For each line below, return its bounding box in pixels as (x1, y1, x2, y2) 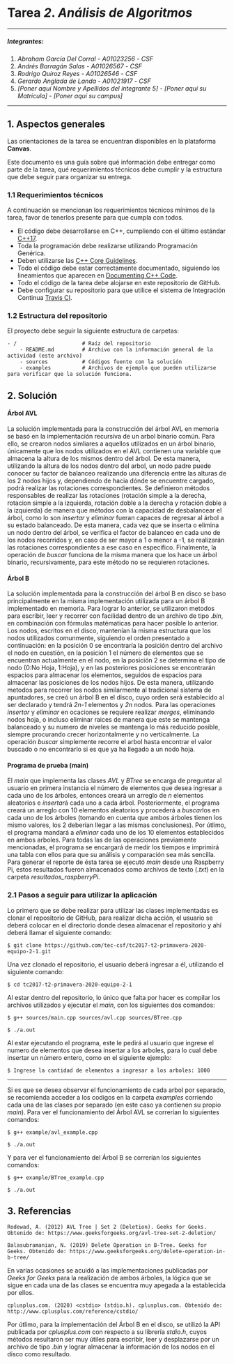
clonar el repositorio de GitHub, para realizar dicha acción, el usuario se (7, 914, 214, 922)
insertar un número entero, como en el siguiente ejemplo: (7, 1053, 172, 1061)
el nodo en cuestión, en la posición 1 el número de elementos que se (7, 649, 204, 657)
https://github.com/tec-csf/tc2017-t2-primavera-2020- (44, 941, 208, 949)
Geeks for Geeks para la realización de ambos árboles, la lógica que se (7, 1274, 211, 1282)
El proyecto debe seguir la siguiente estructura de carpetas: (7, 326, 180, 335)
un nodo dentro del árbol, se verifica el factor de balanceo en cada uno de (7, 528, 221, 536)
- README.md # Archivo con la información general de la (19, 347, 214, 354)
